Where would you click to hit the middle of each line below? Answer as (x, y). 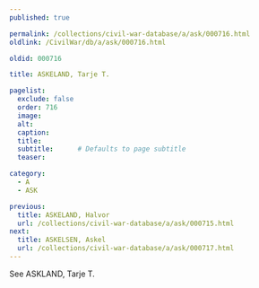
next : (19, 231)
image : (30, 116)
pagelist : (28, 91)
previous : (28, 206)
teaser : (32, 158)
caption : (34, 132)
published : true (39, 17)
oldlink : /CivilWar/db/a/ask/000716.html (88, 42)
